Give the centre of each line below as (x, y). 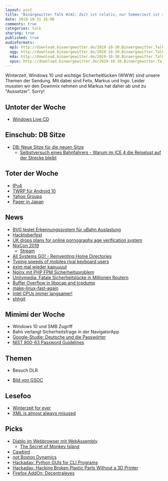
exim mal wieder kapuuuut (40, 267)
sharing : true (20, 33)
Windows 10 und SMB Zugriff (42, 327)
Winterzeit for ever (32, 408)
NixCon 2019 (25, 245)
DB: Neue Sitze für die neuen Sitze (48, 147)
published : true (22, 38)
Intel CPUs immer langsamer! (42, 293)
